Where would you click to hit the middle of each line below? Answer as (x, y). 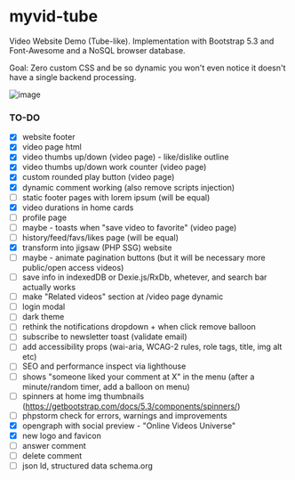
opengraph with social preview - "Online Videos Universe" (129, 426)
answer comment (54, 445)
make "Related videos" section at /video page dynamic (123, 297)
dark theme (43, 317)
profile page (44, 217)
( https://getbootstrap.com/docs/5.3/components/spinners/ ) (131, 406)
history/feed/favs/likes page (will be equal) (100, 237)
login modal (44, 307)
